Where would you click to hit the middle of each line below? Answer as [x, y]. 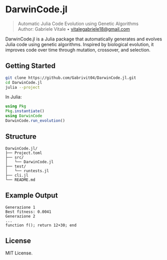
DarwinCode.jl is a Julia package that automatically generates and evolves [84, 39]
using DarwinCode [24, 116]
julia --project [23, 87]
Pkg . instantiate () [25, 111]
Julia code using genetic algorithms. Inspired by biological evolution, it [80, 44]
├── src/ [15, 157]
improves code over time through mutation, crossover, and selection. [78, 50]
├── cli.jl [17, 175]
